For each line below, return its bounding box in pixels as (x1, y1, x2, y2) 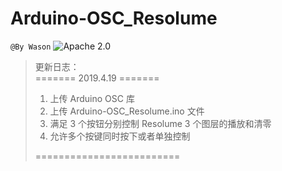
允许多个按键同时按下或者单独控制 (49, 130, 191, 142)
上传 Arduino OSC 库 (49, 92, 135, 104)
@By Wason (10, 42, 52, 52)
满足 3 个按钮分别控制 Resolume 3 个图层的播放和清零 (49, 117, 272, 129)
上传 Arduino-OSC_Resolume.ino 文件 (49, 105, 205, 117)
